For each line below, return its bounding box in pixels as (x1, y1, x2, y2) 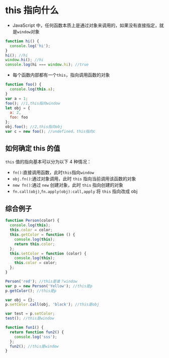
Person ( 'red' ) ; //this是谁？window (5, 279, 78, 284)
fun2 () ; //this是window (10, 344, 59, 349)
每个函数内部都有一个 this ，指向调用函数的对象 (12, 72, 110, 78)
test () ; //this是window (5, 316, 54, 321)
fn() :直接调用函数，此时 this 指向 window (12, 169, 95, 175)
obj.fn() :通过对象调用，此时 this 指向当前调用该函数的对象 (12, 175, 136, 182)
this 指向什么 (5, 5, 59, 16)
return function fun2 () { (10, 329, 64, 335)
